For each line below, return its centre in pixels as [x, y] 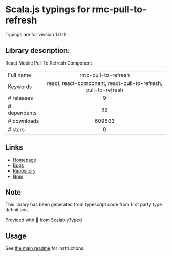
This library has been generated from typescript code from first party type [84, 205]
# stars [16, 129]
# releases [20, 98]
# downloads [24, 121]
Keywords [20, 87]
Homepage [25, 160]
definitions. [17, 210]
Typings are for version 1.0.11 [36, 34]
